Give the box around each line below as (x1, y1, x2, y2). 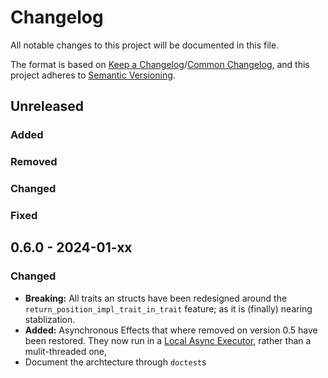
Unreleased (10, 98, 85, 115)
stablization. (24, 313, 76, 325)
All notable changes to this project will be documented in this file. (10, 39, 280, 51)
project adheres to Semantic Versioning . (10, 69, 176, 81)
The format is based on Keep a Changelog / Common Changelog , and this (10, 58, 310, 70)
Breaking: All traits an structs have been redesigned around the (24, 292, 288, 304)
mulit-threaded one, (24, 345, 108, 357)
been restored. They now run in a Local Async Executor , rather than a (24, 334, 312, 346)
